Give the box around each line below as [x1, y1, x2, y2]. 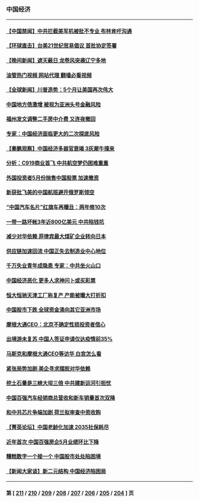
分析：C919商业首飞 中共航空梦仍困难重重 [6, 159, 108, 167]
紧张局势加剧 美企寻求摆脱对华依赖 [6, 364, 91, 372]
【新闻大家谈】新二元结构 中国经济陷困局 [6, 467, 107, 475]
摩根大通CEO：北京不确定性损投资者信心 [6, 321, 105, 328]
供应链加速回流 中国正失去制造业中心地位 [6, 247, 107, 254]
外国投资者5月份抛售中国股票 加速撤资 [6, 174, 99, 181]
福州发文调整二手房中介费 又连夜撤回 [6, 116, 96, 123]
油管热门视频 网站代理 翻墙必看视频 [6, 71, 92, 78]
